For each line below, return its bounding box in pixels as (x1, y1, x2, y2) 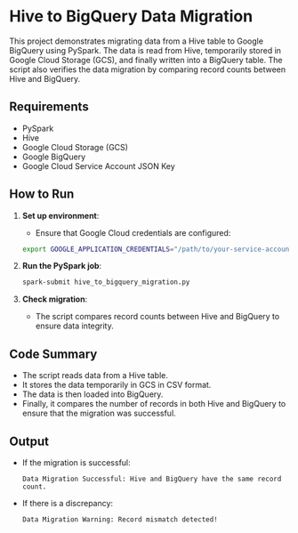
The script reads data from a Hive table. (21, 370, 169, 381)
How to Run (9, 187, 75, 202)
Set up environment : (21, 210, 100, 221)
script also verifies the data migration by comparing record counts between (9, 64, 286, 75)
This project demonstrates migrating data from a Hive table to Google (9, 36, 264, 46)
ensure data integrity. (35, 320, 114, 331)
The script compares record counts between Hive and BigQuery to (35, 311, 280, 322)
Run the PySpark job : (21, 261, 102, 271)
